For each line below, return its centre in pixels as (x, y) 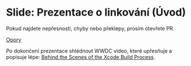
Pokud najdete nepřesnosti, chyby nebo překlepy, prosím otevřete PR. (90, 28)
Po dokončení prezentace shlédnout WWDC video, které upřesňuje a (89, 51)
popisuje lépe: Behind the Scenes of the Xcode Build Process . (81, 57)
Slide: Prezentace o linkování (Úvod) (96, 12)
